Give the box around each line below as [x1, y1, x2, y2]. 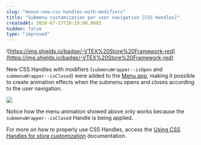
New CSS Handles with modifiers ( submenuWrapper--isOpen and [6, 66, 163, 73]
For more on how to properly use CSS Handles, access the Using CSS [6, 126, 180, 133]
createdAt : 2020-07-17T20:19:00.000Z [6, 20, 102, 26]
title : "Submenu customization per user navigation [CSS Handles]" [6, 14, 180, 20]
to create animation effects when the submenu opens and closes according [6, 79, 195, 86]
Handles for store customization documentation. [6, 132, 127, 140]
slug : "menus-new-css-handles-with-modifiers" [6, 8, 126, 15]
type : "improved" [6, 31, 50, 37]
